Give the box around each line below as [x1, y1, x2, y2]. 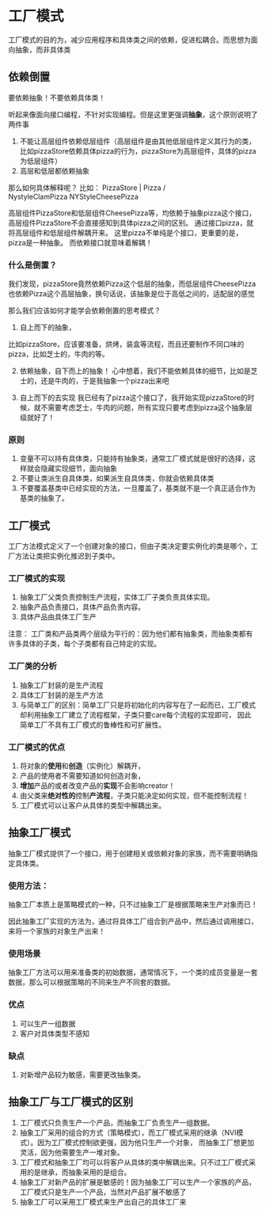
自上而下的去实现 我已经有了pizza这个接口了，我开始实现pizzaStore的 [19, 393, 248, 402]
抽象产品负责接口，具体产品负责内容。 [19, 603, 145, 612]
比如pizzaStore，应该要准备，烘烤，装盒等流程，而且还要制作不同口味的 [8, 340, 245, 349]
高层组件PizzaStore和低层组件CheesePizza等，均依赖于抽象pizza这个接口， [8, 207, 256, 218]
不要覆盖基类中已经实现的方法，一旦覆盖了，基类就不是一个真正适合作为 [19, 484, 256, 493]
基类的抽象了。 [19, 493, 69, 503]
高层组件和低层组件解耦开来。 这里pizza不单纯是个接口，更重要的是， [14, 227, 243, 238]
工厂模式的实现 [8, 573, 66, 584]
